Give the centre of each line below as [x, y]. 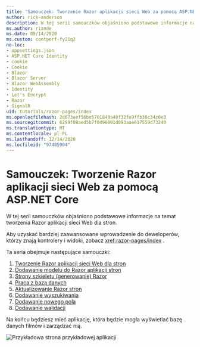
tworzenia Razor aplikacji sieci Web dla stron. [62, 222]
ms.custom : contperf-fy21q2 [41, 39]
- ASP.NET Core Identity [37, 56]
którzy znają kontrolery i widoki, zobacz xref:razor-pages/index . [85, 240]
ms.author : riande [29, 28]
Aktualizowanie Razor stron [48, 289]
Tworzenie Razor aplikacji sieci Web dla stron [70, 264]
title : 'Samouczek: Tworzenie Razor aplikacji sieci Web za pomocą [92, 12]
